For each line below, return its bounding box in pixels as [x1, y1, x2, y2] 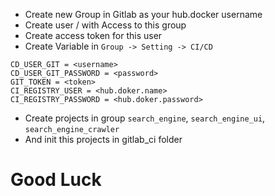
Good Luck [10, 169, 102, 191]
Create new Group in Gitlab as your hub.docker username [24, 9, 263, 20]
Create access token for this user [24, 30, 163, 41]
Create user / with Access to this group [24, 19, 187, 31]
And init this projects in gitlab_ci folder [24, 134, 183, 145]
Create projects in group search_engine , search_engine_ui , [24, 112, 266, 124]
